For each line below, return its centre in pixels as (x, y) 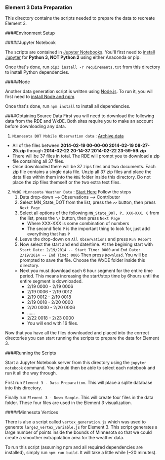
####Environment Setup (30, 33)
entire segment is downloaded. (51, 281)
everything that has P (48, 234)
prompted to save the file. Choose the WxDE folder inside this (82, 260)
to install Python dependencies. (37, 72)
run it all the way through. (31, 373)
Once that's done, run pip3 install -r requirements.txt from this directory (83, 67)
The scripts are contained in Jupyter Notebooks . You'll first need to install (80, 52)
